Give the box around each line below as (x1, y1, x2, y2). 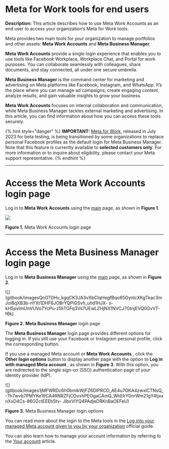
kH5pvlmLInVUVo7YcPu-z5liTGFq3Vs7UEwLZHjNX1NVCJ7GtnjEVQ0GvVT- (5, 305, 160, 311)
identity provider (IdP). (5, 372, 52, 378)
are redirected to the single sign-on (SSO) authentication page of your (5, 367, 151, 373)
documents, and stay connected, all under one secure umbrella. (5, 67, 137, 73)
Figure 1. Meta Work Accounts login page (5, 224, 92, 230)
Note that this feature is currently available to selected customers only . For (5, 144, 162, 150)
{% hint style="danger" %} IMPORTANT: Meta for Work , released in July (5, 128, 156, 134)
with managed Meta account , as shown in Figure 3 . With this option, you (5, 361, 158, 367)
